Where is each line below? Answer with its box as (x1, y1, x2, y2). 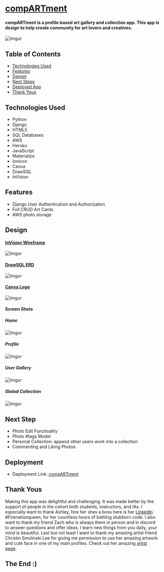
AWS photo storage (12, 211, 52, 217)
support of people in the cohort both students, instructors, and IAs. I (5, 504, 143, 510)
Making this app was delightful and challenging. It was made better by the (5, 498, 154, 504)
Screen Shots (5, 306, 33, 312)
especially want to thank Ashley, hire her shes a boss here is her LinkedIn (5, 509, 153, 514)
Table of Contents (5, 50, 61, 58)
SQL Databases (12, 132, 44, 138)
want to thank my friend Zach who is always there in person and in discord (5, 519, 156, 525)
